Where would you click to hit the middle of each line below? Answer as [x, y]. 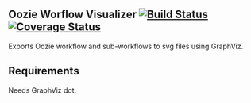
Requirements [44, 71]
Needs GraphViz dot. [42, 90]
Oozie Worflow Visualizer [73, 15]
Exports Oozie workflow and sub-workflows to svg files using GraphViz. [126, 46]
